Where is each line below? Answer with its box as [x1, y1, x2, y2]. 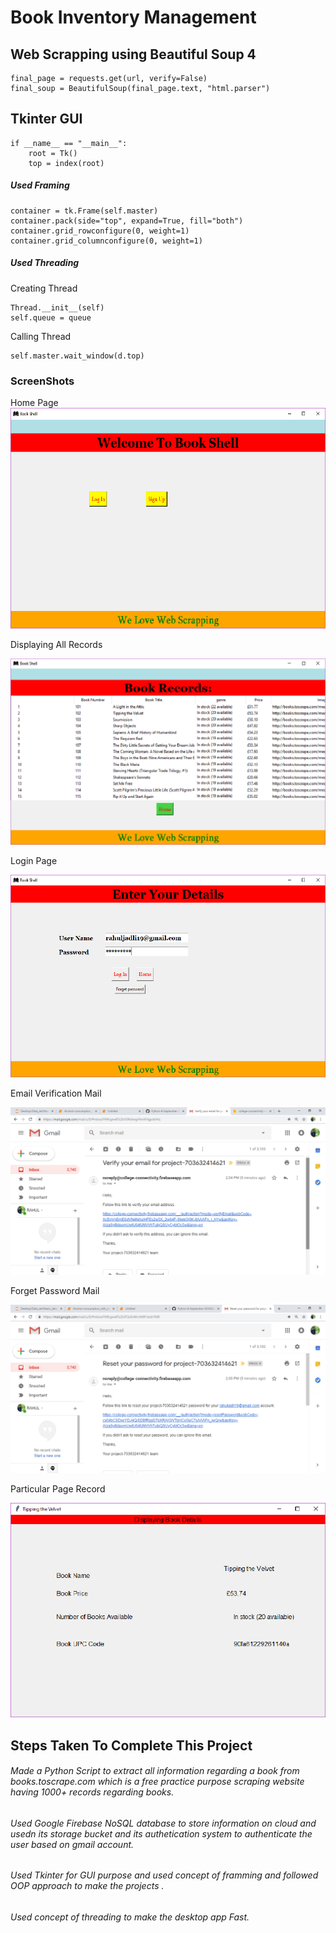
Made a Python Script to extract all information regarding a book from [10, 1765, 300, 1777]
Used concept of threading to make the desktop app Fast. [10, 1911, 250, 1923]
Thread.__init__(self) [10, 302, 105, 313]
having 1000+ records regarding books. [10, 1786, 175, 1798]
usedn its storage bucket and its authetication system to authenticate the [10, 1827, 313, 1840]
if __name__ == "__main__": [10, 138, 128, 148]
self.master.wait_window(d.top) [10, 351, 145, 361]
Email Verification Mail [10, 1087, 102, 1100]
